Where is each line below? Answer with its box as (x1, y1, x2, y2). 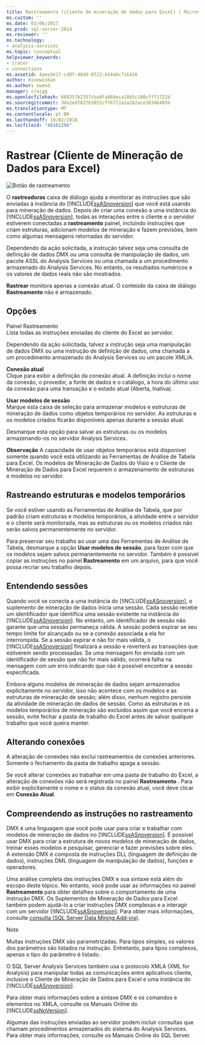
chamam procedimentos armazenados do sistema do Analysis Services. (6, 1025, 188, 1033)
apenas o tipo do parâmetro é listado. (6, 951, 101, 958)
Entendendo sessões (6, 581, 88, 592)
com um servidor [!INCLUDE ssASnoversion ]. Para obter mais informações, (6, 908, 194, 915)
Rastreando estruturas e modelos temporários (6, 490, 186, 500)
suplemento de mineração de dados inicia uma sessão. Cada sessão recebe (6, 603, 198, 611)
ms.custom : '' (6, 15, 43, 21)
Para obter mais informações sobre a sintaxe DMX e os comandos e (6, 994, 178, 1001)
